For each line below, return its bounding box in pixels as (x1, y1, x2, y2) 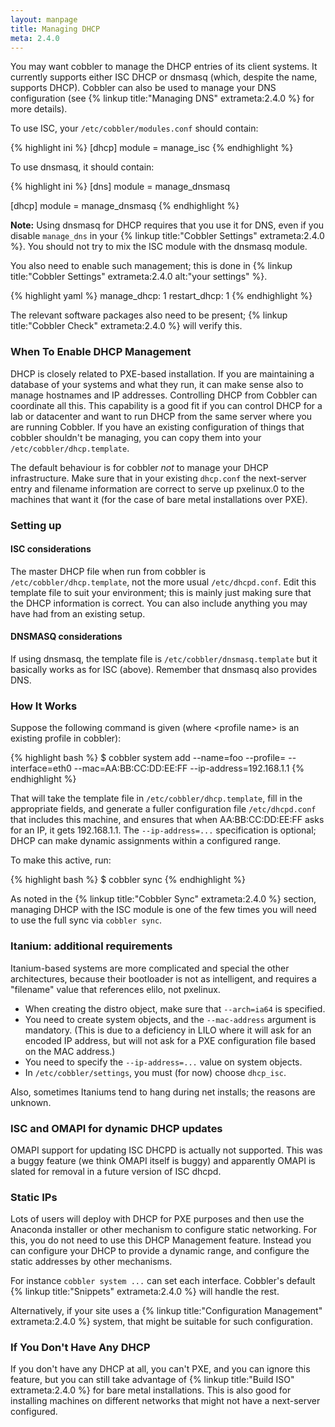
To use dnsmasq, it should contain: (10, 161, 155, 173)
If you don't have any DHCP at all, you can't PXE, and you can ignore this (10, 1363, 311, 1375)
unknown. (10, 1096, 52, 1108)
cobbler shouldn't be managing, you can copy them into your (10, 431, 262, 443)
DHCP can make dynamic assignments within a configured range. (10, 835, 282, 847)
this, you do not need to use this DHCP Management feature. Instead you (10, 1234, 312, 1246)
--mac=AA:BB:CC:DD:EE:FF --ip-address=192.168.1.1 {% (73, 762, 305, 775)
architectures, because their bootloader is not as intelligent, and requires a (10, 972, 317, 985)
